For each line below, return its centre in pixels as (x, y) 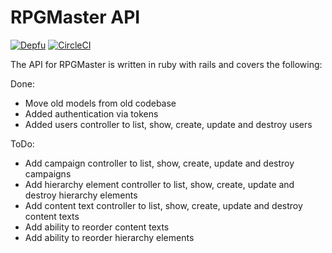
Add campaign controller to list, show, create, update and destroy (159, 163)
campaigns (48, 173)
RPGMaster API (75, 17)
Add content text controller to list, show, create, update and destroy (163, 205)
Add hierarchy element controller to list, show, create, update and (159, 184)
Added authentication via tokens (91, 113)
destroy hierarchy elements (81, 195)
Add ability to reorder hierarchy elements (109, 237)
